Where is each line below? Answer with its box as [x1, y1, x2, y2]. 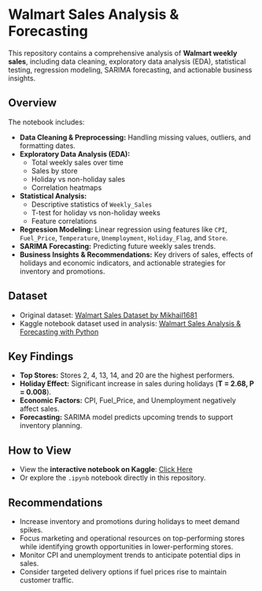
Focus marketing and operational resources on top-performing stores [19, 533, 245, 543]
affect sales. [19, 404, 60, 414]
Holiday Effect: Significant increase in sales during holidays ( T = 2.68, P [19, 379, 254, 388]
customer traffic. [19, 575, 74, 585]
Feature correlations [31, 216, 97, 225]
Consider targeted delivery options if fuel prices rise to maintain [19, 567, 227, 576]
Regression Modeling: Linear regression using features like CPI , [19, 225, 228, 234]
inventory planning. [19, 421, 83, 430]
